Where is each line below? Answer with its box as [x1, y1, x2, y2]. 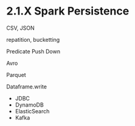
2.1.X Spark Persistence [6, 4, 130, 18]
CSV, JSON [6, 24, 35, 31]
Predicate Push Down [6, 47, 61, 55]
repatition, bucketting [6, 36, 60, 43]
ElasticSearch [15, 107, 50, 114]
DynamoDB [15, 101, 44, 108]
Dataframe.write [6, 83, 47, 90]
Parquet [6, 71, 26, 78]
